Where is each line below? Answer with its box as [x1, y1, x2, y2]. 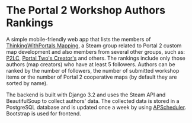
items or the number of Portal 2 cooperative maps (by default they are [6, 73, 177, 80]
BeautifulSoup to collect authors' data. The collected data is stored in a [6, 97, 180, 104]
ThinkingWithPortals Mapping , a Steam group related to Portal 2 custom [6, 42, 182, 49]
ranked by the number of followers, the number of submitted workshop [6, 67, 180, 74]
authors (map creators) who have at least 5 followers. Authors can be [6, 60, 176, 68]
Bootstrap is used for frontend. [6, 110, 81, 117]
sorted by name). [6, 79, 49, 86]
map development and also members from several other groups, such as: [6, 48, 185, 55]
